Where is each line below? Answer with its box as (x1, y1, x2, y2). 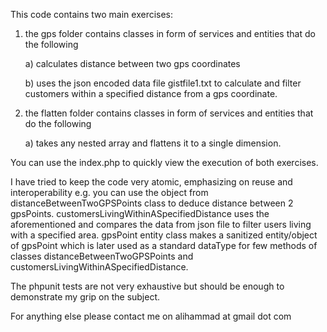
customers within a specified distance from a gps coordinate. (24, 88, 278, 99)
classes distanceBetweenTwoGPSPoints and (10, 250, 194, 262)
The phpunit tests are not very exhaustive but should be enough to (10, 280, 285, 292)
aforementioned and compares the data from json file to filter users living (10, 219, 312, 230)
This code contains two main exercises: (10, 9, 174, 20)
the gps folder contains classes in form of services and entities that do (24, 28, 316, 39)
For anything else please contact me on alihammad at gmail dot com (10, 310, 292, 322)
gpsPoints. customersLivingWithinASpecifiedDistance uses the (10, 208, 270, 219)
